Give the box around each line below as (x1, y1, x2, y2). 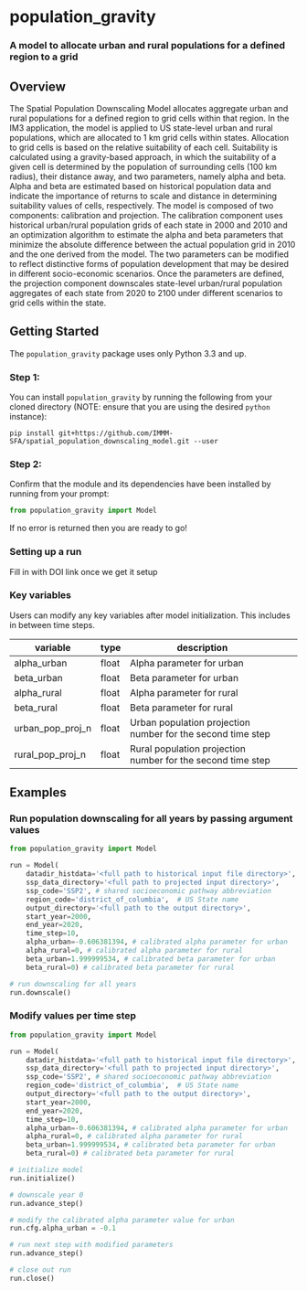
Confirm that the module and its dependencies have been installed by (9, 478, 271, 490)
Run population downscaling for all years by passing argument (9, 812, 293, 825)
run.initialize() (9, 1173, 76, 1183)
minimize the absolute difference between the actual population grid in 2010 (9, 239, 296, 250)
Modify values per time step (9, 1009, 137, 1022)
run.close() (9, 1274, 55, 1283)
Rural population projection (129, 742, 247, 755)
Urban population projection (129, 716, 251, 729)
